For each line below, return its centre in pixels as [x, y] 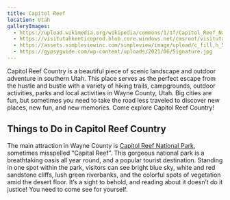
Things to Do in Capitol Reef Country [87, 129]
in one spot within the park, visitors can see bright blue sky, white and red [111, 167]
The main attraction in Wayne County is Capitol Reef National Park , [101, 145]
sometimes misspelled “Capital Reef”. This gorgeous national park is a [106, 153]
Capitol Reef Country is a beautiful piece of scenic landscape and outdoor [112, 71]
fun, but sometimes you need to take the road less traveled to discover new [114, 100]
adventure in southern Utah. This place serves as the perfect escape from [112, 78]
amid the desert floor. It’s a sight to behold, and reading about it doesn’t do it [115, 182]
